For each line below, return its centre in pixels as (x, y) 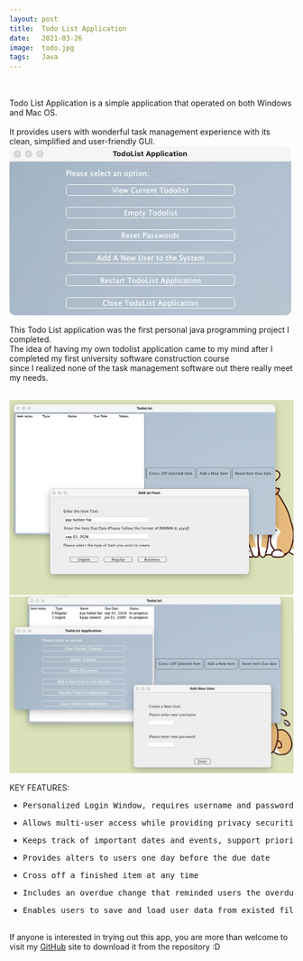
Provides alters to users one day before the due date (146, 858)
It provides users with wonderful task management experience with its (140, 132)
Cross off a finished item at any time (110, 876)
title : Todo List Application (68, 28)
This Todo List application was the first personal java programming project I (150, 330)
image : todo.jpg (42, 48)
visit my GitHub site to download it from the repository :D (115, 947)
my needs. (29, 378)
